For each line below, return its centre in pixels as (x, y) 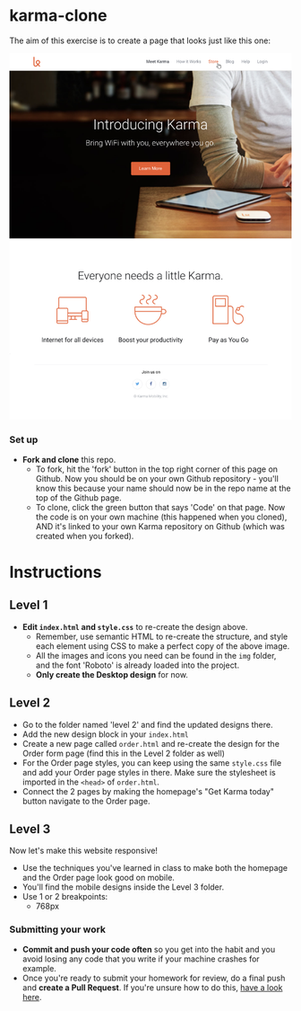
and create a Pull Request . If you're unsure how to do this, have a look (152, 987)
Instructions (56, 572)
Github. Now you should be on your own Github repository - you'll (157, 478)
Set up (24, 439)
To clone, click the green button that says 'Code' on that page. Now (160, 507)
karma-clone (58, 16)
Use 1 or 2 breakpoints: (65, 897)
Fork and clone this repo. (69, 459)
